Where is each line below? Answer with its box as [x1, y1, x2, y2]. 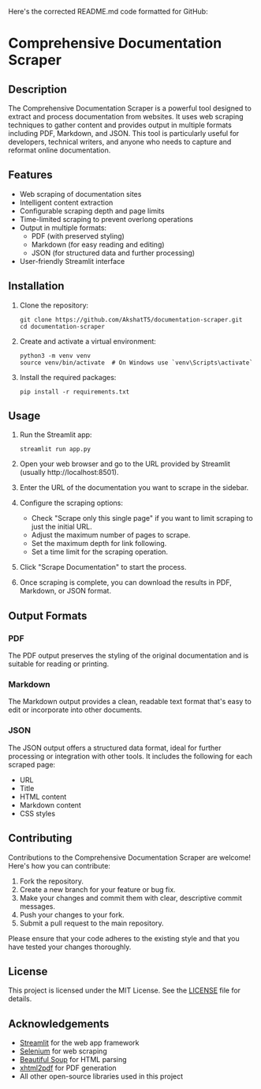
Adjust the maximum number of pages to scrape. [31, 530, 191, 540]
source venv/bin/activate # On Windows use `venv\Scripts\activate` [19, 359, 254, 367]
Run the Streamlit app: [19, 430, 92, 439]
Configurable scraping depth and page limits [19, 205, 165, 216]
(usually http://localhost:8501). [19, 468, 119, 477]
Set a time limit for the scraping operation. [31, 547, 168, 556]
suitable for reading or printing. [8, 659, 110, 669]
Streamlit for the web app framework [19, 1038, 140, 1048]
